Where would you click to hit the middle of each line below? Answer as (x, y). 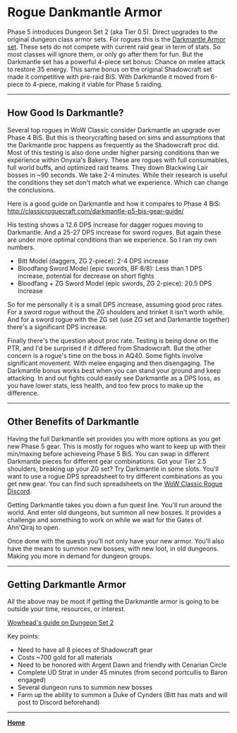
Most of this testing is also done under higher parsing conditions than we (114, 152)
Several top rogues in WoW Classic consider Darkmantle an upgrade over (114, 130)
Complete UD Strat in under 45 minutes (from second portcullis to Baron (122, 672)
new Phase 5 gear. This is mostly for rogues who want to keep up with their (117, 446)
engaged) (32, 680)
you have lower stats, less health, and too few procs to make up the (105, 386)
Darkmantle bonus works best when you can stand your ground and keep (114, 370)
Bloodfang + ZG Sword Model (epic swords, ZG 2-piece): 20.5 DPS (115, 283)
